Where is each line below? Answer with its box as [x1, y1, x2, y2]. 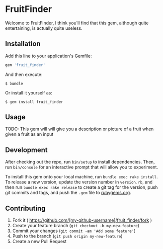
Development [5, 146, 48, 154]
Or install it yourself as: [5, 89, 52, 95]
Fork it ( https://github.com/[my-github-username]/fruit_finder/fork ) [12, 217, 152, 223]
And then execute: [5, 71, 43, 78]
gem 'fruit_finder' [5, 62, 46, 68]
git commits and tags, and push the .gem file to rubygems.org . [5, 190, 132, 196]
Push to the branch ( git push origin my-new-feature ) [12, 233, 123, 239]
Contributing [5, 204, 46, 212]
